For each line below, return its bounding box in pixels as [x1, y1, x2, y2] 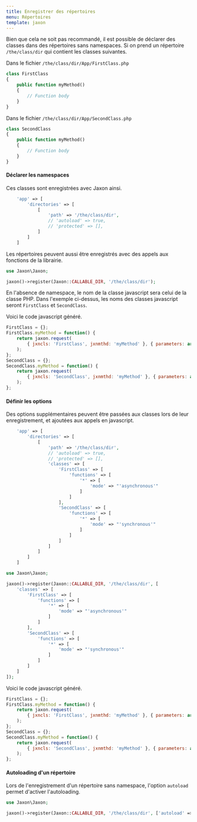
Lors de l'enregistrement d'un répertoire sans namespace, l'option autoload [6, 782, 189, 789]
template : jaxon [6, 19, 46, 25]
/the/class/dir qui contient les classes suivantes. [6, 48, 127, 55]
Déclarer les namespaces [6, 171, 69, 178]
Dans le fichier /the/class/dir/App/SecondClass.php [6, 114, 132, 121]
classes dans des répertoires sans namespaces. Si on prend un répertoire [6, 42, 185, 49]
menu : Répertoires [6, 14, 51, 20]
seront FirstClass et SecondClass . [6, 301, 87, 309]
